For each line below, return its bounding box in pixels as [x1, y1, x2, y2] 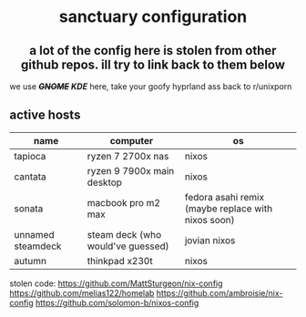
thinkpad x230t [87, 254, 153, 267]
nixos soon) [184, 213, 235, 226]
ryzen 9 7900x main [87, 164, 175, 177]
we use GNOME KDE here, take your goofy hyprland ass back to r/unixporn [9, 81, 292, 92]
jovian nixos [184, 234, 236, 247]
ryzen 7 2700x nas [87, 149, 169, 162]
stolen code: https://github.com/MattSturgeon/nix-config [9, 278, 223, 289]
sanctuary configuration [58, 6, 248, 27]
